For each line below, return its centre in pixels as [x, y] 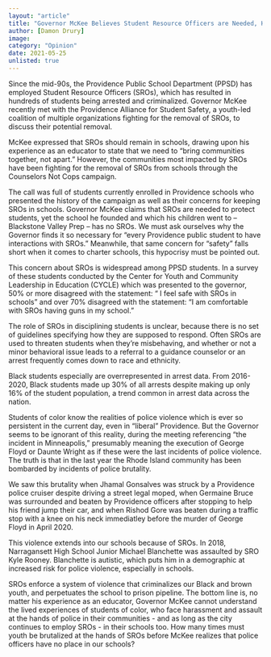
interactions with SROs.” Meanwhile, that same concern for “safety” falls [128, 243]
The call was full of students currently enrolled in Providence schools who [131, 192]
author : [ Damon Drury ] [46, 31]
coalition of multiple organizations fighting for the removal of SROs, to [124, 118]
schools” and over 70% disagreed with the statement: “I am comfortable [128, 301]
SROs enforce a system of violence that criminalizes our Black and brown [130, 584]
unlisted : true [34, 61]
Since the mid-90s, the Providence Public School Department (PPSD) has [130, 83]
